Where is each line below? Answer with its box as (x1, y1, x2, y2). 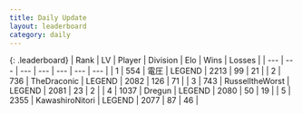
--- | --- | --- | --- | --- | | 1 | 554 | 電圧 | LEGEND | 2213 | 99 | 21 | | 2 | (19, 65, 281, 77)
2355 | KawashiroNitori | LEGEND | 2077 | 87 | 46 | (9, 95, 200, 106)
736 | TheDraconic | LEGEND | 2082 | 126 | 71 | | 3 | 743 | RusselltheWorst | (9, 76, 290, 87)
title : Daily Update (9, 13, 88, 23)
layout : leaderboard (9, 22, 88, 31)
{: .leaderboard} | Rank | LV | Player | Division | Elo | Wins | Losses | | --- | (9, 55, 284, 66)
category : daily (9, 30, 71, 39)
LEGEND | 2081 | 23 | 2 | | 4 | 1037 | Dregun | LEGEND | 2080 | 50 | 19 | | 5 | (9, 85, 292, 96)
